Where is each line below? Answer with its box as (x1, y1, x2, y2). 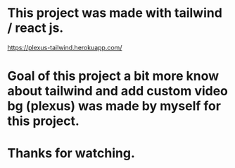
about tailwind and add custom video (7, 83, 229, 100)
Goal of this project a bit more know (7, 68, 220, 84)
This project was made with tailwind (7, 5, 223, 21)
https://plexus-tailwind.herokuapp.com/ (7, 43, 122, 52)
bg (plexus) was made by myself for (7, 98, 222, 114)
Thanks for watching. (7, 145, 136, 162)
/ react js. (7, 20, 64, 36)
